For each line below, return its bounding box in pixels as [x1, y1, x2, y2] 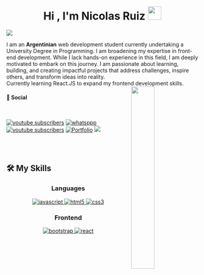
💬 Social [6, 93, 27, 101]
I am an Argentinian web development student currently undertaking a [6, 40, 184, 48]
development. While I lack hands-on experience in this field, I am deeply [17, 54, 199, 61]
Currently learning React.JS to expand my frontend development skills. [6, 79, 184, 87]
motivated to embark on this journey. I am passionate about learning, [6, 60, 179, 67]
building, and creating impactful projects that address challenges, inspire [6, 66, 189, 74]
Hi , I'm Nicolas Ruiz [43, 9, 146, 23]
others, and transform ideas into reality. [6, 73, 105, 80]
